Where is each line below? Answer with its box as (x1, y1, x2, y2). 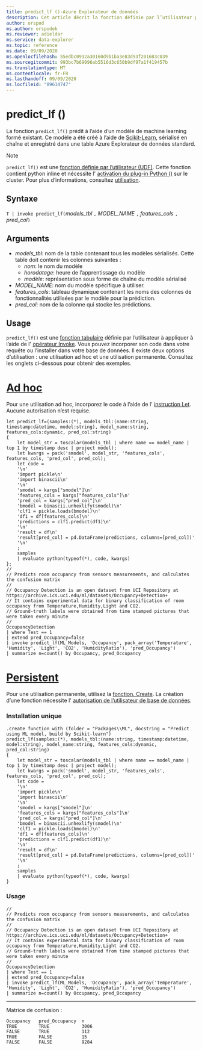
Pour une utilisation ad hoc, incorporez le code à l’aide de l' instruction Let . (6, 401, 191, 408)
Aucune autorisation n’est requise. (6, 407, 91, 414)
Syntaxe (6, 194, 38, 204)
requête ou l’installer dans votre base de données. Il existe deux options (6, 347, 185, 354)
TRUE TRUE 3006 (6, 1023, 93, 1030)
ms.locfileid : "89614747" (6, 82, 71, 88)
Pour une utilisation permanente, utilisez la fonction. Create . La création (6, 691, 183, 698)
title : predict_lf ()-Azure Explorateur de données (6, 8, 138, 15)
